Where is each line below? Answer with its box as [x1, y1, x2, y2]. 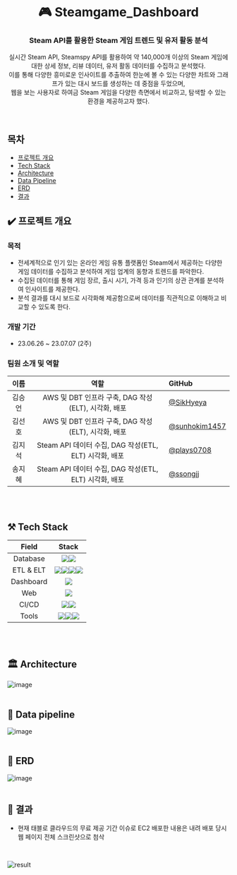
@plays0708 [168, 445, 212, 455]
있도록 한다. [38, 302, 71, 311]
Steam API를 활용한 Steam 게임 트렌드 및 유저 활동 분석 [29, 35, 208, 45]
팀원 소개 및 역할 [7, 359, 59, 369]
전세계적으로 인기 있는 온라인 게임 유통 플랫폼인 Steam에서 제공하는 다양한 [17, 258, 223, 267]
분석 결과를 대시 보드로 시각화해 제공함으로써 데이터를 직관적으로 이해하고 [17, 293, 220, 302]
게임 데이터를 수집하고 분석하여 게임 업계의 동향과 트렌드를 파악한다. [17, 267, 205, 275]
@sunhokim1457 [168, 421, 226, 431]
